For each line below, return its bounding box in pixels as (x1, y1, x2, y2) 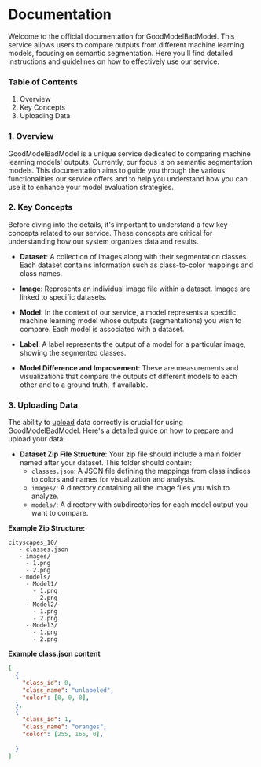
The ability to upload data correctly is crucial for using (8, 418, 183, 427)
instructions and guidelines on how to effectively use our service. (8, 57, 220, 66)
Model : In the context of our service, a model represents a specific (19, 307, 237, 317)
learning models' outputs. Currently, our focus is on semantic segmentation (8, 157, 253, 166)
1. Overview (8, 131, 54, 142)
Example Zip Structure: (8, 523, 86, 533)
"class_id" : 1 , (22, 716, 72, 724)
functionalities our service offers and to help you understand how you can (8, 173, 248, 183)
